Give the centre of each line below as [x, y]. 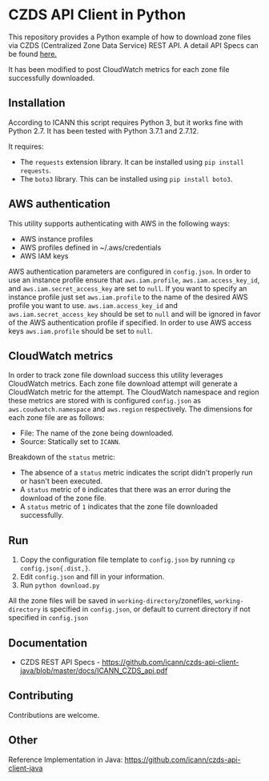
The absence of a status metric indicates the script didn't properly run [137, 473]
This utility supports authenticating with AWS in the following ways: [119, 223]
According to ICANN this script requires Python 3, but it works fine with [126, 122]
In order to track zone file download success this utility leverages [116, 375]
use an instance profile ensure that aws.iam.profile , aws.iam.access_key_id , [134, 280]
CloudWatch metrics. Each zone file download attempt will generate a [123, 384]
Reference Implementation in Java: [66, 759]
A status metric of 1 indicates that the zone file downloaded [119, 507]
